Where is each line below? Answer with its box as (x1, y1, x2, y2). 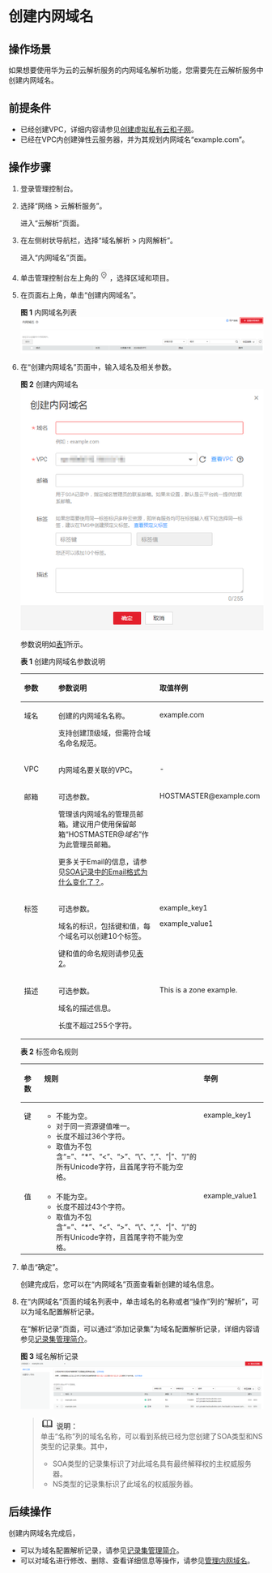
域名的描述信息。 (57, 1003, 116, 1013)
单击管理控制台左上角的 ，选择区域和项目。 (19, 272, 174, 282)
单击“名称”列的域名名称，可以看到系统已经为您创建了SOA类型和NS (40, 1431, 263, 1441)
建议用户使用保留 (72, 820, 130, 829)
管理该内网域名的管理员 (57, 809, 137, 819)
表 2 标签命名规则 (19, 1047, 79, 1057)
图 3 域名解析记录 (19, 1351, 79, 1361)
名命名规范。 (57, 738, 101, 748)
